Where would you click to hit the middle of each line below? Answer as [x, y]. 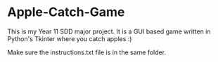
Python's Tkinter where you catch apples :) [70, 38]
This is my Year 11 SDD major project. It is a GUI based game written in [109, 31]
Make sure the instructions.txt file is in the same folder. [87, 52]
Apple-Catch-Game [66, 12]
